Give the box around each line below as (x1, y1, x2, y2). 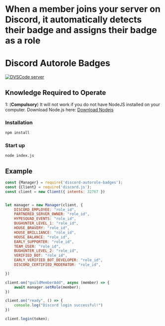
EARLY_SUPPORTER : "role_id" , (14, 239, 74, 244)
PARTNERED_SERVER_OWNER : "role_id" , (14, 212, 90, 217)
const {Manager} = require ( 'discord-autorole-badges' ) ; (5, 180, 123, 185)
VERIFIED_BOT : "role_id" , (14, 253, 68, 258)
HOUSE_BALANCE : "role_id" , (14, 234, 70, 239)
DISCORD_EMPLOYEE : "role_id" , (14, 207, 77, 212)
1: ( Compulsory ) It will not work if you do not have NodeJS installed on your (5, 101, 160, 107)
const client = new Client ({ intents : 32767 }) (5, 189, 106, 194)
